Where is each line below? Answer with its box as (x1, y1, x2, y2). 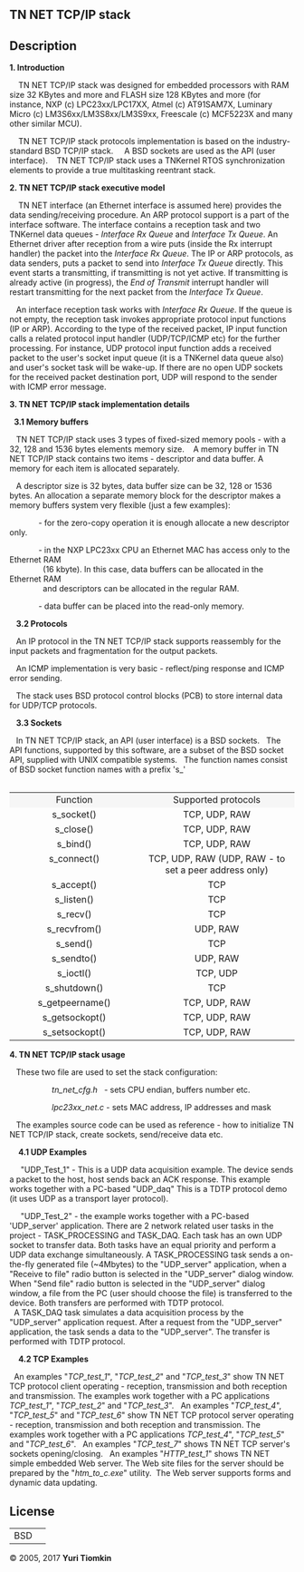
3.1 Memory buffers (13, 416, 89, 427)
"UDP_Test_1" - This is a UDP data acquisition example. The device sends (20, 1165, 294, 1176)
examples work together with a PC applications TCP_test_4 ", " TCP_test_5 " (9, 1429, 285, 1440)
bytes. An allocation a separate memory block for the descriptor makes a (9, 490, 281, 502)
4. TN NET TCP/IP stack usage (9, 1050, 126, 1060)
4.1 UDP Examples (17, 1147, 88, 1157)
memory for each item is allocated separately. (9, 463, 180, 474)
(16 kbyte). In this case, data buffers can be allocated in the (43, 564, 264, 575)
